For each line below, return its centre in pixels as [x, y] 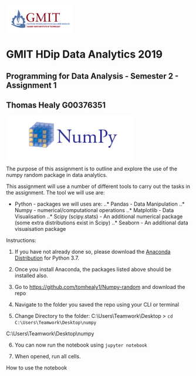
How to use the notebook [37, 368]
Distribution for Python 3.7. [47, 258]
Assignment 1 [31, 85]
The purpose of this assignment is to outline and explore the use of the [92, 169]
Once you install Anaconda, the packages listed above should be [93, 270]
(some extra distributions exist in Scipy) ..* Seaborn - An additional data [102, 223]
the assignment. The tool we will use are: [55, 193]
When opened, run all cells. [48, 357]
